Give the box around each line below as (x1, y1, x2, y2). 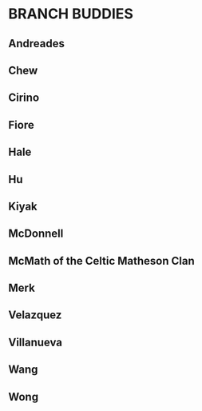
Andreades (8, 37, 65, 50)
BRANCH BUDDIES (8, 5, 134, 23)
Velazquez (8, 309, 62, 322)
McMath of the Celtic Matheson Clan (8, 253, 195, 268)
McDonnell (8, 227, 64, 241)
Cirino (8, 91, 40, 105)
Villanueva (8, 335, 62, 349)
